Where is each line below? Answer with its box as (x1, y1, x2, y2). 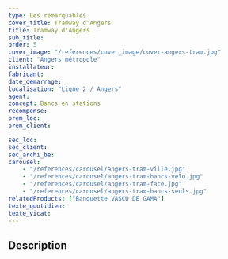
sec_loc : (8, 136, 37, 144)
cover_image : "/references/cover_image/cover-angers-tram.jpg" (8, 48, 222, 56)
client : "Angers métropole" (8, 56, 101, 64)
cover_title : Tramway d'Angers (8, 19, 112, 27)
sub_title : (8, 33, 44, 42)
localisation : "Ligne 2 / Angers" (8, 84, 123, 93)
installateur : (8, 63, 55, 71)
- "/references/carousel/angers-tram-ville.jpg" (22, 165, 186, 174)
